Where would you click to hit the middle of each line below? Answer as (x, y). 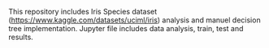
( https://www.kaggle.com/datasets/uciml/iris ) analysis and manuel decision (135, 20)
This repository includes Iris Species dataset (83, 12)
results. (21, 37)
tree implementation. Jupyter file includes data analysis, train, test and (126, 28)
